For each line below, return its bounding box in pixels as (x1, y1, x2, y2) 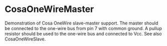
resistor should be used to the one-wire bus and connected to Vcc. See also (5, 30, 162, 36)
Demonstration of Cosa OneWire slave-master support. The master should (5, 20, 158, 26)
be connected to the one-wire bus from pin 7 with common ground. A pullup (5, 25, 162, 31)
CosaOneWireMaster (5, 3, 94, 15)
